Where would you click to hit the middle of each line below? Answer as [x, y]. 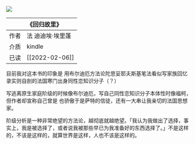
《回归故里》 [45, 24]
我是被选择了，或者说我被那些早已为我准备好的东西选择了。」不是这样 [105, 128]
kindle [35, 46]
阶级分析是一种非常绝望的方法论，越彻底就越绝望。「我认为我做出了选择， [95, 120]
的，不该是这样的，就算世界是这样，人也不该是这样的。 [73, 135]
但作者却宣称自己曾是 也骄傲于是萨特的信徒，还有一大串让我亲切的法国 [92, 101]
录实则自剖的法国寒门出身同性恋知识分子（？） [63, 81]
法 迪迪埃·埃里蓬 [49, 36]
